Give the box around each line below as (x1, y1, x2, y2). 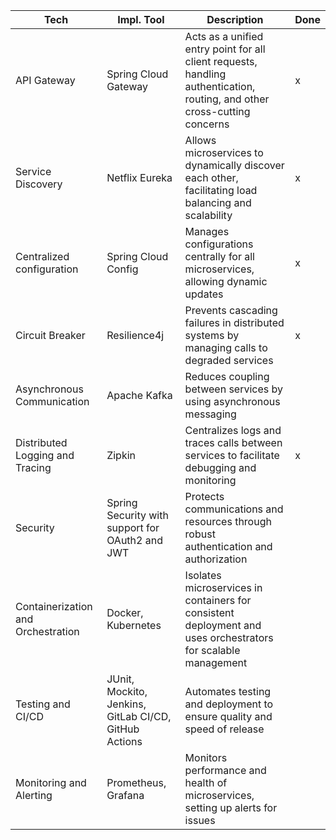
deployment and (184, 619, 262, 632)
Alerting (15, 789, 53, 802)
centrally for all (184, 250, 255, 263)
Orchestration (15, 625, 80, 638)
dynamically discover (184, 159, 285, 172)
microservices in (184, 581, 263, 594)
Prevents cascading (184, 304, 278, 317)
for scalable (184, 644, 241, 657)
